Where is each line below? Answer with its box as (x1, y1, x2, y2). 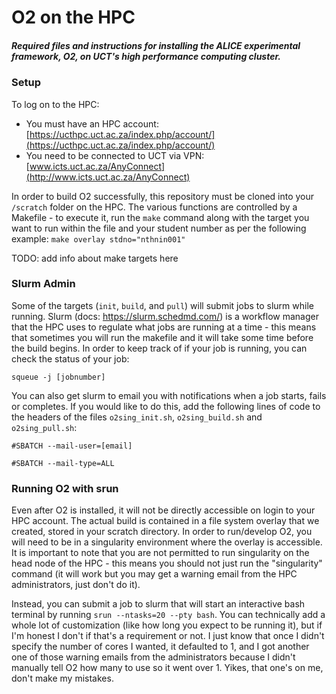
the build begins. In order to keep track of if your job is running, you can (11, 342, 308, 354)
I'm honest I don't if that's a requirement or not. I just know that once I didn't (11, 630, 325, 642)
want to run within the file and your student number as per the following (11, 222, 307, 234)
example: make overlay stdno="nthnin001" (11, 232, 186, 245)
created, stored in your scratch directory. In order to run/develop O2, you (11, 526, 313, 538)
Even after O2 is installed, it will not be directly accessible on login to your (11, 504, 316, 516)
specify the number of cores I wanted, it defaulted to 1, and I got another (11, 641, 310, 653)
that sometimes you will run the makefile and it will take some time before (11, 331, 314, 343)
